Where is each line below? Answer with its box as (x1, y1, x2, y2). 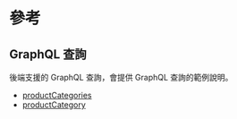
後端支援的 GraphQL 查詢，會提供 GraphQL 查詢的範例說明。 (9, 72, 233, 82)
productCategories (21, 90, 92, 100)
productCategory (21, 99, 87, 110)
